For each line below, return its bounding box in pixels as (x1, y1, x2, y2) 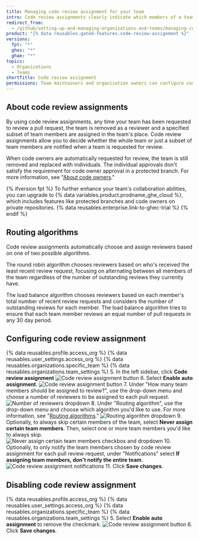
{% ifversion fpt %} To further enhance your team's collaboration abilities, (6, 185, 187, 192)
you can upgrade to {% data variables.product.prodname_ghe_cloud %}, (6, 191, 184, 199)
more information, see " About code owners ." (6, 173, 115, 181)
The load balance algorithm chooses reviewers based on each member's (6, 291, 184, 298)
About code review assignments (6, 102, 129, 113)
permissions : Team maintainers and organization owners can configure (6, 81, 184, 87)
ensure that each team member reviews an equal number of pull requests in (6, 310, 191, 317)
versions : (6, 36, 31, 42)
